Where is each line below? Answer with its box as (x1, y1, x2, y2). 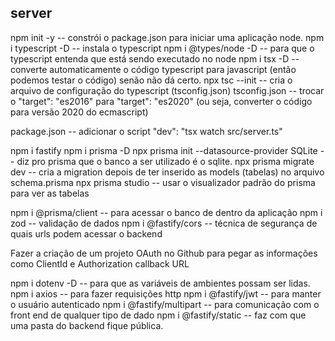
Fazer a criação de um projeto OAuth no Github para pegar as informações (10, 247, 318, 259)
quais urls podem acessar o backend (10, 227, 163, 240)
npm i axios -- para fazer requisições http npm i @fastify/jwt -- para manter (10, 287, 322, 300)
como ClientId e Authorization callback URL (10, 257, 190, 270)
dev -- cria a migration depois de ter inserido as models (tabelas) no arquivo (10, 166, 325, 178)
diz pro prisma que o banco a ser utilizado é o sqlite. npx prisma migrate (16, 155, 315, 167)
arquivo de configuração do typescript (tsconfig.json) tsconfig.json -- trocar (10, 84, 325, 96)
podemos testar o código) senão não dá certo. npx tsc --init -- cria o (10, 74, 293, 86)
